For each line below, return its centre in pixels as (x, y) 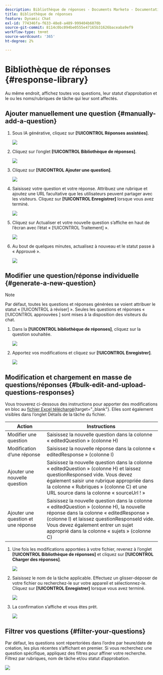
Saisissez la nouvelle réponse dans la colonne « (101, 449)
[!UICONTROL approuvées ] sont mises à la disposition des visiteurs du (76, 315)
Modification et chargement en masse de (68, 377)
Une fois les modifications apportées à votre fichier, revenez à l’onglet (82, 549)
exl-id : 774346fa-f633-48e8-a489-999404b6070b (53, 23)
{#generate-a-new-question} (50, 283)
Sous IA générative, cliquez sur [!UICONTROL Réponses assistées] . (80, 133)
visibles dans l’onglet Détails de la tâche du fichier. (56, 414)
